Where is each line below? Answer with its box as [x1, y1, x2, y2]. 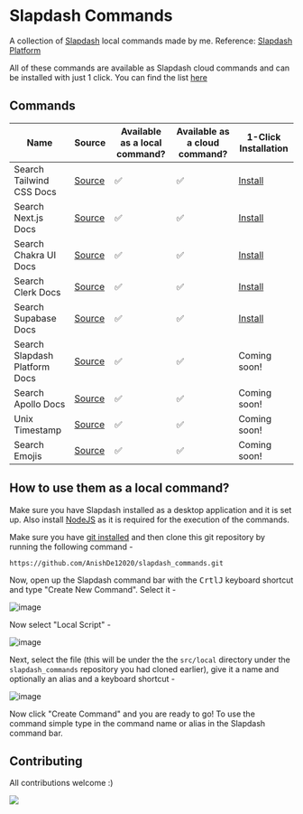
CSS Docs [14, 185, 57, 198]
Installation [238, 142, 289, 154]
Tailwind [14, 173, 50, 186]
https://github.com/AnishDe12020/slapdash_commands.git [9, 558, 224, 567]
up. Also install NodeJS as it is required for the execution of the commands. [9, 514, 290, 525]
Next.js [14, 211, 43, 224]
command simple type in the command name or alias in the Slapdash [9, 717, 266, 728]
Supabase [14, 312, 57, 324]
